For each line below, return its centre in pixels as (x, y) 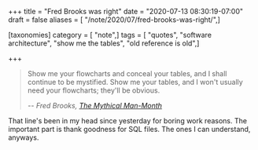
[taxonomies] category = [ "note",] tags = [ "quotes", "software (110, 35)
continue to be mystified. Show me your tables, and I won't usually (135, 82)
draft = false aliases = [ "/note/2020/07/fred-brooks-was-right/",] (114, 20)
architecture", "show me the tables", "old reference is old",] (104, 43)
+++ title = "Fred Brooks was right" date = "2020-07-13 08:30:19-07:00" (126, 11)
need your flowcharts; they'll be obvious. (94, 90)
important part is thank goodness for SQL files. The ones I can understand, (129, 129)
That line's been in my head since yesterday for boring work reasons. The (128, 121)
